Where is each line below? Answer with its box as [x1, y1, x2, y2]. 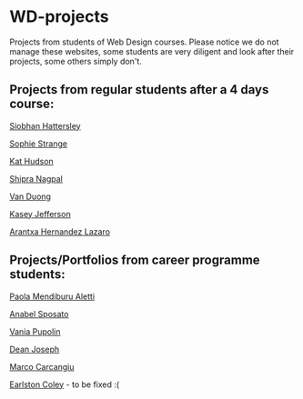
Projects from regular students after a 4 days [9, 82, 269, 97]
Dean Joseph [9, 344, 60, 354]
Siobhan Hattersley [9, 120, 81, 131]
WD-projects [9, 6, 109, 27]
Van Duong [9, 191, 52, 202]
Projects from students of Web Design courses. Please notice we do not [9, 36, 279, 47]
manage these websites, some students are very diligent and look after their [9, 45, 295, 56]
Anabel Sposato [9, 308, 69, 319]
